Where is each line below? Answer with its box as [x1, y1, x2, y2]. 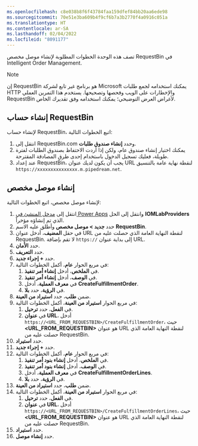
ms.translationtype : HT [7, 20, 66, 26]
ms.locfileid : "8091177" [7, 36, 69, 42]
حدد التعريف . [15, 248, 44, 255]
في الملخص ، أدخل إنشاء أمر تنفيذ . [24, 267, 99, 274]
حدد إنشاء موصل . [15, 432, 54, 439]
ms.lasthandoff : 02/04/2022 [7, 31, 77, 37]
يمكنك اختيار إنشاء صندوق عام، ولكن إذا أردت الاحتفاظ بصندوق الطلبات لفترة [15, 146, 186, 153]
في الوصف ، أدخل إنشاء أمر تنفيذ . [24, 273, 98, 281]
